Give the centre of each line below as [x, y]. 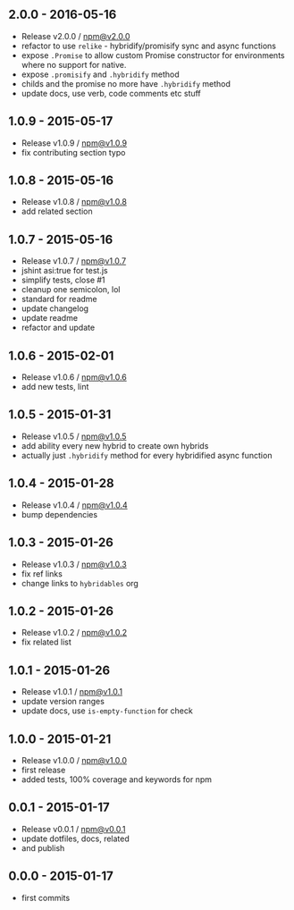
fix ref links [42, 573]
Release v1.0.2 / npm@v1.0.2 [74, 633]
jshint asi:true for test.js [64, 271]
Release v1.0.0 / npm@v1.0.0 [74, 760]
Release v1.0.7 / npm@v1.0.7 [74, 261]
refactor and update [58, 328]
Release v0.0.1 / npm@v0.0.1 [73, 829]
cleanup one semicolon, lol [71, 290]
